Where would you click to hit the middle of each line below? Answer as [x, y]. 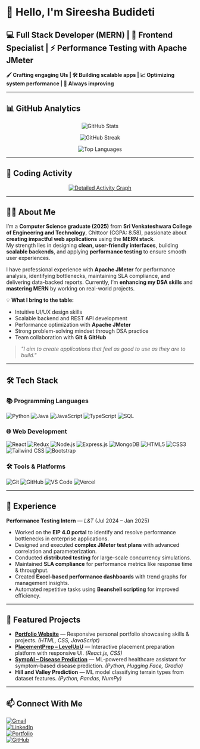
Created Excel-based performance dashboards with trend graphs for [101, 576]
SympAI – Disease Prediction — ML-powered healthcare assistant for [100, 660]
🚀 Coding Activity [39, 173]
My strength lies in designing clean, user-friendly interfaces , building [92, 245]
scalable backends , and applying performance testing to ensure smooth [96, 252]
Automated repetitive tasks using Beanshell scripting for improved [97, 589]
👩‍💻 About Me [31, 212]
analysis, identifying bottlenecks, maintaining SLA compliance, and [88, 276]
